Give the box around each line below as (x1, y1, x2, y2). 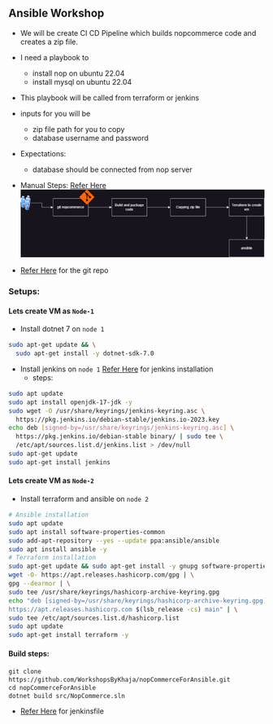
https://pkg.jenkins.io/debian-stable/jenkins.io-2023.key (15, 415, 220, 423)
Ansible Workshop (8, 7, 105, 20)
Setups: (8, 285, 41, 296)
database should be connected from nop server (32, 165, 193, 174)
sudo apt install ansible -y (8, 545, 107, 553)
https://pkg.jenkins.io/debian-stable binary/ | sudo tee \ (15, 432, 223, 441)
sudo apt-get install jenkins (8, 458, 111, 467)
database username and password (32, 133, 149, 143)
